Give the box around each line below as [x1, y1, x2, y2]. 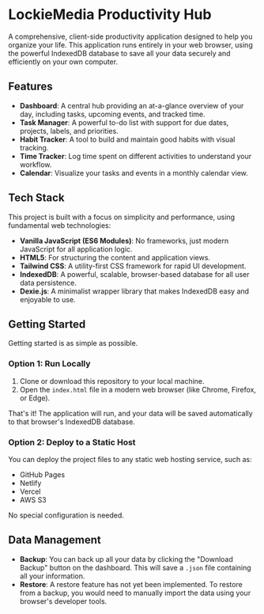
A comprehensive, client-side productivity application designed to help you [8, 32, 253, 41]
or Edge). [19, 393, 51, 403]
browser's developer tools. [19, 596, 107, 606]
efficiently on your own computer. [8, 57, 119, 66]
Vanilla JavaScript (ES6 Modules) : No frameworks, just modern [19, 236, 229, 245]
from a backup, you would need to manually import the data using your [19, 588, 251, 597]
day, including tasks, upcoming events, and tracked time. [19, 109, 206, 119]
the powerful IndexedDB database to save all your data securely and [8, 48, 231, 58]
